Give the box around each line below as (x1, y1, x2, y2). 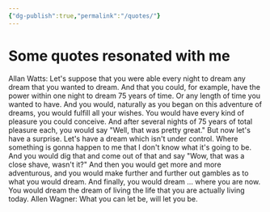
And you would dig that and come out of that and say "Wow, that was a (8, 151, 245, 160)
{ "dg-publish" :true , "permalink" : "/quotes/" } (8, 11, 161, 20)
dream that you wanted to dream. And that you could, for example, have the (8, 82, 261, 91)
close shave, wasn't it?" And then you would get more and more (8, 159, 221, 169)
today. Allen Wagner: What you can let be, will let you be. (8, 193, 198, 203)
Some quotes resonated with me (8, 46, 230, 65)
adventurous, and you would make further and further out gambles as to (8, 167, 249, 178)
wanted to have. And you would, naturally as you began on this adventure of (8, 99, 263, 109)
